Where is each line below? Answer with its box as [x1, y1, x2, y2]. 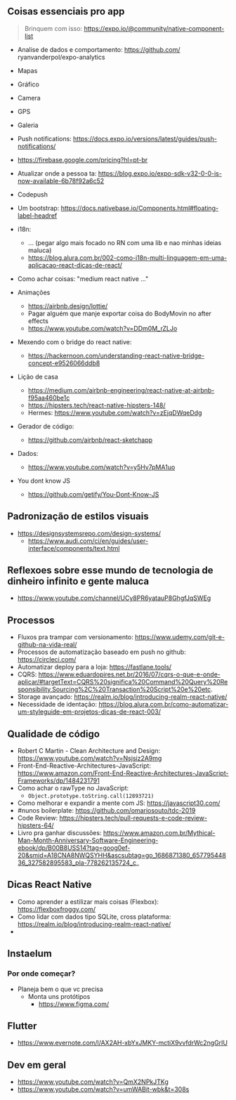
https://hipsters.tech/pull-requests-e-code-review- [59, 814, 207, 823]
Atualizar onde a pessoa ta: [17, 169, 97, 178]
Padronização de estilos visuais [7, 511, 149, 523]
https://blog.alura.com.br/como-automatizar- [98, 700, 229, 709]
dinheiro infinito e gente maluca [7, 575, 150, 587]
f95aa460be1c [27, 393, 70, 402]
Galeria [17, 121, 39, 129]
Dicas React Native [7, 879, 93, 891]
